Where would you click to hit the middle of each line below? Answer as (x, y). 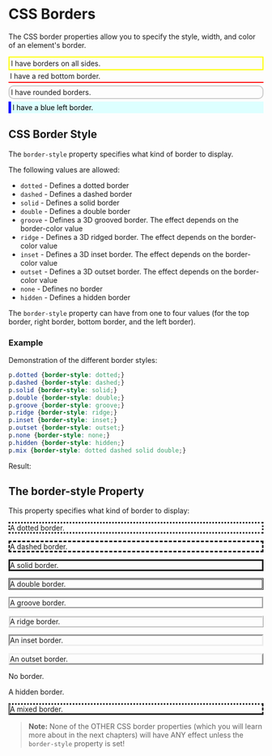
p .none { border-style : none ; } (59, 436)
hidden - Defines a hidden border (75, 297)
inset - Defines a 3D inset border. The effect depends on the (122, 254)
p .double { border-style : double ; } (67, 398)
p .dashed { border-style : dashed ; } (67, 382)
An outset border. (39, 659)
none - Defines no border (61, 288)
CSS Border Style (53, 135)
